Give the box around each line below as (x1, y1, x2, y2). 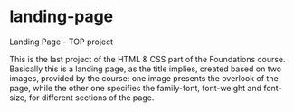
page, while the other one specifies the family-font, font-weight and (9, 82, 262, 93)
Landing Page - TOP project (9, 36, 114, 47)
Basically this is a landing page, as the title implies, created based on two (9, 63, 282, 74)
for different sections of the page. (28, 92, 155, 103)
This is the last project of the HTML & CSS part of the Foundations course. (9, 53, 287, 64)
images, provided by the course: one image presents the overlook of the (9, 72, 279, 83)
